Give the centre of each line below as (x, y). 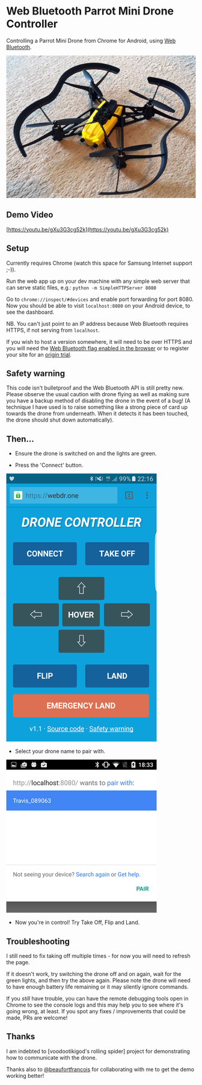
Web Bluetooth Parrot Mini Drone (90, 11)
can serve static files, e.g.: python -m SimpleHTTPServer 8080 (81, 287)
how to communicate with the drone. (52, 1057)
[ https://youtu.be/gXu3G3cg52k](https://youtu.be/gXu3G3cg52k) (87, 229)
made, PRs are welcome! (37, 1018)
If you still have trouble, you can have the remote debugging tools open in (97, 998)
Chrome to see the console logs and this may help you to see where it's (95, 1005)
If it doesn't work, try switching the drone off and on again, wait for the (94, 974)
